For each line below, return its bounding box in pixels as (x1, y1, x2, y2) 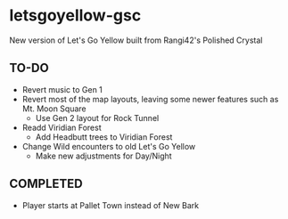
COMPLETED (9, 176, 83, 191)
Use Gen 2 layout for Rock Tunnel (35, 112, 160, 123)
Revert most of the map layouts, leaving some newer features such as (21, 93, 279, 104)
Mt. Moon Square (21, 103, 86, 114)
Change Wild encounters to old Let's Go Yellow (21, 141, 196, 151)
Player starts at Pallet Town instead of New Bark (21, 199, 200, 210)
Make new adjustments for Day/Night (35, 150, 172, 161)
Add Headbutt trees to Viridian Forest (35, 131, 173, 142)
